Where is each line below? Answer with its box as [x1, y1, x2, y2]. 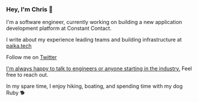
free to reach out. [6, 72, 48, 79]
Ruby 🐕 [6, 89, 25, 96]
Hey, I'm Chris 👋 [6, 5, 53, 13]
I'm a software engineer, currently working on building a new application [6, 19, 182, 26]
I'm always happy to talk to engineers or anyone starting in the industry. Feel [6, 65, 192, 72]
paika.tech [6, 42, 32, 49]
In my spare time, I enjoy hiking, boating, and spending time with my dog [6, 83, 183, 90]
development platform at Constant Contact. [6, 25, 112, 32]
